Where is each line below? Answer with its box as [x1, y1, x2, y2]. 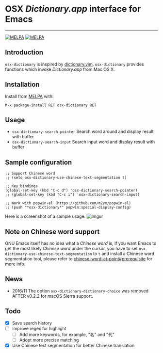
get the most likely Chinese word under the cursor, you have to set [5, 246, 138, 251]
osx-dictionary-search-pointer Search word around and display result [12, 128, 154, 134]
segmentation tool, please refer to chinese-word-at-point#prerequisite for [5, 256, 153, 261]
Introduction [5, 48, 44, 57]
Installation [5, 80, 40, 89]
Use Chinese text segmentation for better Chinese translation [12, 342, 135, 348]
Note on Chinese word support [5, 227, 100, 236]
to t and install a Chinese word [93, 251, 154, 257]
